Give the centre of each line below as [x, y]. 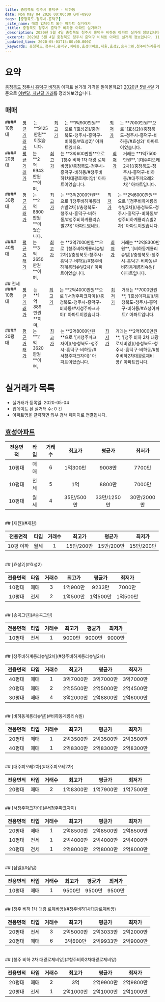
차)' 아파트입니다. [139, 184]
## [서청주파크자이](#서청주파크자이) [41, 808]
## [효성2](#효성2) [24, 565]
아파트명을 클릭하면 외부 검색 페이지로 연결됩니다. [59, 415]
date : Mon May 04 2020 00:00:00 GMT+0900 [48, 14]
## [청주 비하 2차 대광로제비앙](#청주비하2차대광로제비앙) [61, 960]
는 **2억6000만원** [137, 195]
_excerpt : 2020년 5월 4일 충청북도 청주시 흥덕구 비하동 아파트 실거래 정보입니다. [79, 37]
